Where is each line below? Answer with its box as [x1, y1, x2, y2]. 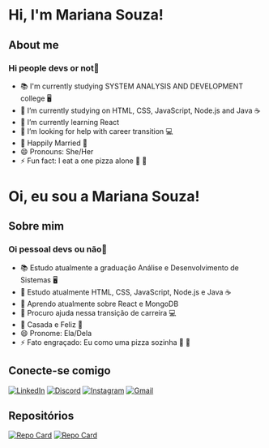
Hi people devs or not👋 [8, 62, 100, 74]
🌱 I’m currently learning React [19, 117, 120, 127]
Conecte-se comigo [8, 364, 111, 378]
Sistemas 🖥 [19, 274, 58, 285]
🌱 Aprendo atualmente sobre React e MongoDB [19, 299, 179, 308]
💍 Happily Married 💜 [19, 138, 88, 148]
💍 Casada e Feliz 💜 [19, 319, 83, 330]
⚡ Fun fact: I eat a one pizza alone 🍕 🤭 [19, 156, 147, 166]
